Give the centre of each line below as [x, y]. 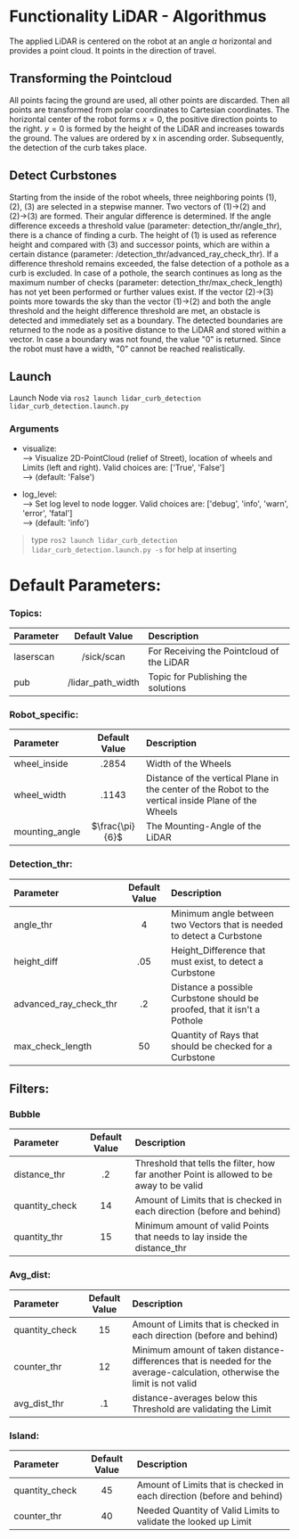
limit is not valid [165, 1383]
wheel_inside [41, 764]
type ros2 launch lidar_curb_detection [104, 539]
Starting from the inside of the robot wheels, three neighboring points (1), [143, 197]
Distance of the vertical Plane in [212, 778]
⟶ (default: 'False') [58, 477]
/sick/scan [104, 657]
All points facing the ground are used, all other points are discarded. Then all [149, 100]
